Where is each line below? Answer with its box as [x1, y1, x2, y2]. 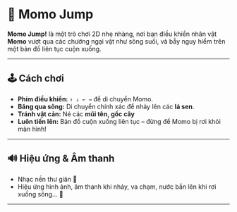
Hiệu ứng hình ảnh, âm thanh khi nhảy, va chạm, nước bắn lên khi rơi [17, 182, 217, 191]
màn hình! [17, 125, 47, 133]
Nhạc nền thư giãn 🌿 [17, 175, 78, 183]
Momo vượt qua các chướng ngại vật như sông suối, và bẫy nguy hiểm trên [7, 37, 226, 45]
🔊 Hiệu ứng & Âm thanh [7, 153, 115, 165]
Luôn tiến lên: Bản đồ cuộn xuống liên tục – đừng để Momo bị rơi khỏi [17, 117, 221, 125]
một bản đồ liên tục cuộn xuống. [7, 44, 102, 53]
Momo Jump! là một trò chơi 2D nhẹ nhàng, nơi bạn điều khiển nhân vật [7, 30, 217, 38]
